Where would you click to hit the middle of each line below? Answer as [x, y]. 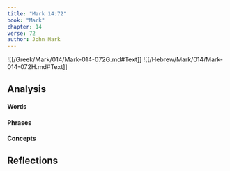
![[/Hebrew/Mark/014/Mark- [183, 59]
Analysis [27, 89]
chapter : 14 [24, 27]
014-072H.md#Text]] [37, 67]
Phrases [20, 122]
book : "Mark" [26, 20]
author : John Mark [34, 40]
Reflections [33, 160]
